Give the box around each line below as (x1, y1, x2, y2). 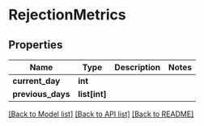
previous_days (12, 89, 70, 99)
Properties (8, 38, 63, 52)
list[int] (78, 89, 107, 99)
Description (114, 62, 161, 73)
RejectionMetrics (8, 6, 127, 24)
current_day (12, 75, 61, 86)
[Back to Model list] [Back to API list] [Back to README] (8, 109, 194, 119)
